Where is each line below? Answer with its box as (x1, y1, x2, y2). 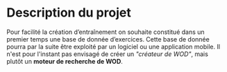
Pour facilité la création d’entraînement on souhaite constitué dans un (6, 28, 205, 36)
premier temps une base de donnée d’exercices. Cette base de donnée (6, 35, 210, 43)
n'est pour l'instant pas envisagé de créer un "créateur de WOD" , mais (6, 50, 209, 58)
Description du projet (6, 5, 131, 21)
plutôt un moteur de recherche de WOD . (6, 57, 123, 65)
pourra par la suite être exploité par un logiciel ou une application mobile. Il (6, 42, 220, 51)
